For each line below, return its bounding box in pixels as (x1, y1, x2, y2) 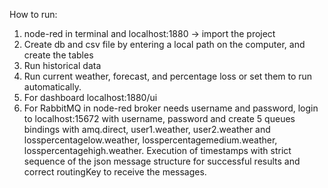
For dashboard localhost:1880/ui (23, 92, 158, 103)
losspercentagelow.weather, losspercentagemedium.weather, (23, 134, 278, 146)
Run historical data (23, 60, 102, 71)
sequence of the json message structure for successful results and (23, 155, 301, 167)
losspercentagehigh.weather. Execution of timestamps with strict (23, 145, 292, 156)
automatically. (23, 81, 82, 93)
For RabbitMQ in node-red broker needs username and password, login (23, 102, 319, 114)
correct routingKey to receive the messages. (23, 166, 207, 178)
